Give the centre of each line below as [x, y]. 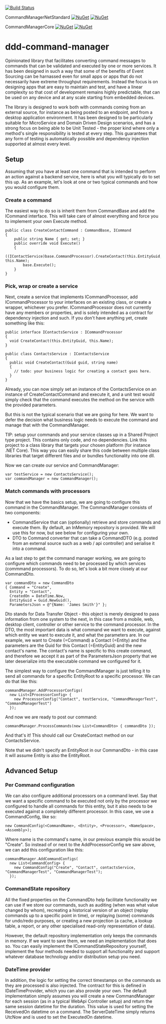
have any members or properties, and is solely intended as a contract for [79, 313]
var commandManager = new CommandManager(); [52, 479]
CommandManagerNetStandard [38, 17]
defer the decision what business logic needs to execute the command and [82, 420]
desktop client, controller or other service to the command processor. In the [82, 624]
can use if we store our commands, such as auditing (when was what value [82, 905]
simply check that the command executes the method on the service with [80, 400]
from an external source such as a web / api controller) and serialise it [83, 543]
